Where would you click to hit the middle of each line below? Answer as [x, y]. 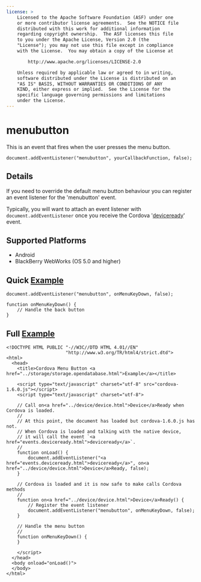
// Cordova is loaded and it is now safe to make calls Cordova [99, 485]
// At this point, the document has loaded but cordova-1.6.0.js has [106, 421]
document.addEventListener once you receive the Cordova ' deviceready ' [96, 215]
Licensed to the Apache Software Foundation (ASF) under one [95, 17]
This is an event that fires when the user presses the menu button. [88, 147]
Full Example [31, 333]
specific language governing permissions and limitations [91, 95]
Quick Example [35, 280]
